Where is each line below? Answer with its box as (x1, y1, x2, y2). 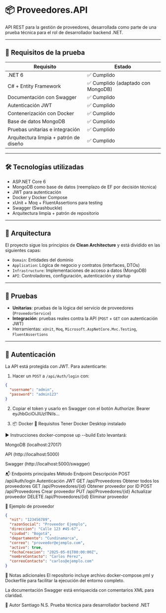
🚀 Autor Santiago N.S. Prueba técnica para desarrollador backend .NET (5, 602, 150, 608)
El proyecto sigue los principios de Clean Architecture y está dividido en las (5, 242, 161, 248)
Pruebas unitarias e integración (7, 126, 80, 133)
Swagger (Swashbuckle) (12, 204, 63, 211)
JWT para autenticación (12, 189, 62, 195)
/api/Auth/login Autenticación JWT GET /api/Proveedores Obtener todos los (5, 478, 160, 484)
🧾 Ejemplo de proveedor (5, 503, 54, 509)
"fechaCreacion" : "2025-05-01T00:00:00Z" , (9, 550, 98, 555)
